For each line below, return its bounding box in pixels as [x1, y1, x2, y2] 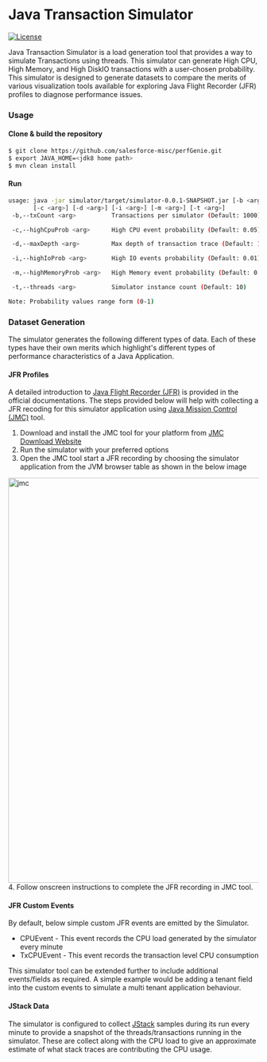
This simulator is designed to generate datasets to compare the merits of [8, 72, 246, 82]
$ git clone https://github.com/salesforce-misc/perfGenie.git [8, 147, 222, 155]
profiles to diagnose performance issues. [8, 89, 143, 99]
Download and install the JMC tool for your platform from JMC [19, 428, 224, 438]
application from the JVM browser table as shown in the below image [19, 462, 247, 471]
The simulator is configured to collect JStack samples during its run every [8, 1019, 250, 1029]
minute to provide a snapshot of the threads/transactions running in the [8, 1027, 242, 1037]
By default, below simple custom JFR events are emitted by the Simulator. [8, 918, 250, 928]
